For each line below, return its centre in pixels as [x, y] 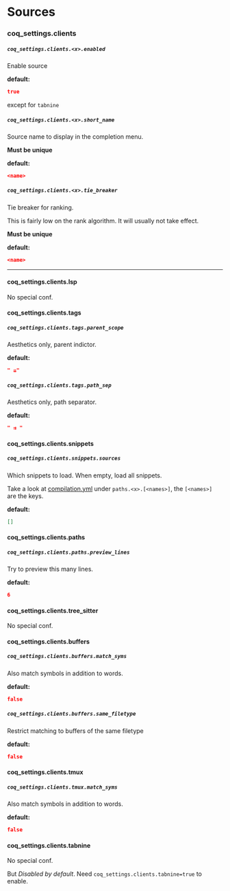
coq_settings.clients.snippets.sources [64, 459]
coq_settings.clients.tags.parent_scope [66, 328]
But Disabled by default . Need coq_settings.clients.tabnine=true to [105, 874]
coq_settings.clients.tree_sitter [53, 610]
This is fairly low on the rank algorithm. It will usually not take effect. [103, 221]
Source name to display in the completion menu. [75, 136]
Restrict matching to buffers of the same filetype [75, 731]
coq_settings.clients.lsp [42, 282]
